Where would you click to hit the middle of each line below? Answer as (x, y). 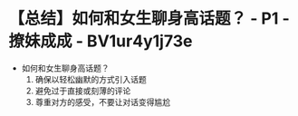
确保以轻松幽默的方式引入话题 (91, 79)
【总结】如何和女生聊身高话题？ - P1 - (149, 19)
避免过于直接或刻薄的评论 (83, 91)
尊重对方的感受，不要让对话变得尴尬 (103, 101)
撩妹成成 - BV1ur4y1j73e (101, 41)
